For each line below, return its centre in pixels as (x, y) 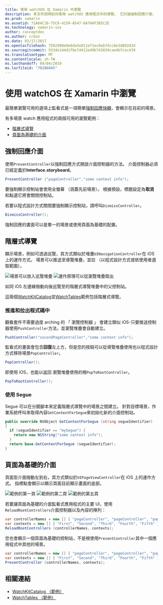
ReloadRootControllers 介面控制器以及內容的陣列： (56, 510)
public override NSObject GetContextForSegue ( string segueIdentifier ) (79, 422)
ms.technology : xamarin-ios (33, 28)
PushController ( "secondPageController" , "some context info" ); (69, 337)
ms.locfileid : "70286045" (31, 68)
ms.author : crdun (23, 37)
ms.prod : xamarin (23, 18)
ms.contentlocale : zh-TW (30, 59)
